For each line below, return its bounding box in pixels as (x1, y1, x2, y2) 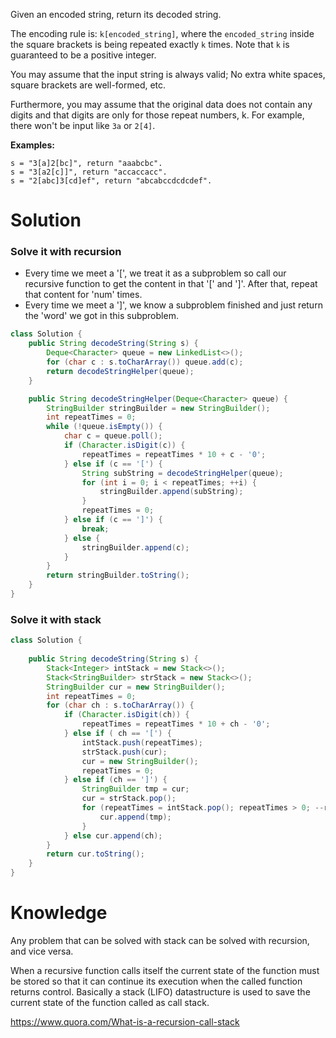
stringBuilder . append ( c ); (81, 542, 190, 553)
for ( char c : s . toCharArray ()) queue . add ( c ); (46, 357, 244, 368)
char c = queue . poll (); (63, 431, 163, 441)
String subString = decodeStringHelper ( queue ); (81, 468, 284, 478)
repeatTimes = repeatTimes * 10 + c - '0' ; (81, 449, 267, 459)
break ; (81, 524, 110, 534)
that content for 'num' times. (24, 289, 143, 301)
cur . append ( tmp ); (99, 812, 172, 822)
